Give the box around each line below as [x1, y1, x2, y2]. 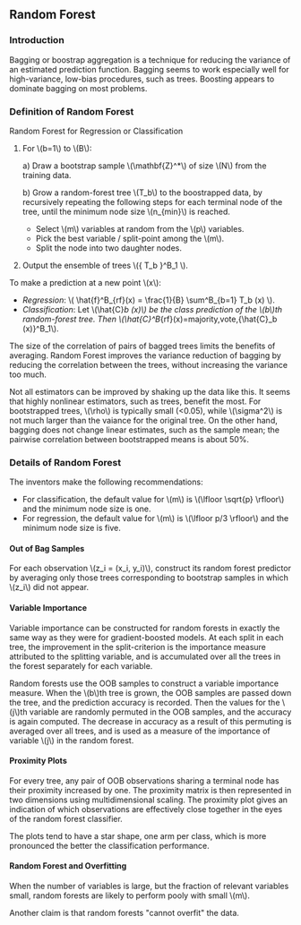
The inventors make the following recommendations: [9, 476, 203, 487]
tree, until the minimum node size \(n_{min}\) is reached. [21, 206, 231, 217]
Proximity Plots [9, 756, 67, 767]
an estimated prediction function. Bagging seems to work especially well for [9, 64, 289, 74]
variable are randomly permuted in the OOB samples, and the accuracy [29, 707, 292, 717]
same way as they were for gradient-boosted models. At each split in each [9, 631, 284, 643]
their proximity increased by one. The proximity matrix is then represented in [9, 784, 292, 795]
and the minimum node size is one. [21, 503, 151, 514]
